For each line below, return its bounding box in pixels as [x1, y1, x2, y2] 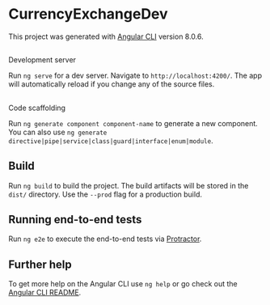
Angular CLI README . [8, 288, 82, 298]
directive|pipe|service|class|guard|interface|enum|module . [8, 135, 213, 146]
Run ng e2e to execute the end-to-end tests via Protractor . [8, 234, 202, 244]
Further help [8, 257, 73, 271]
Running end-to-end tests [8, 212, 142, 227]
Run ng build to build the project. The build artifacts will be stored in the [8, 180, 249, 190]
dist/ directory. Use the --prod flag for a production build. [8, 189, 202, 199]
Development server [8, 55, 77, 65]
